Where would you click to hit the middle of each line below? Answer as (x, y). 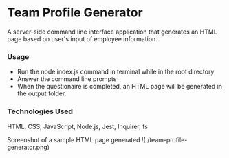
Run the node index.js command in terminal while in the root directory (116, 72)
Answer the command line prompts (67, 79)
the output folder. (42, 93)
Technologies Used (40, 111)
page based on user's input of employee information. (83, 38)
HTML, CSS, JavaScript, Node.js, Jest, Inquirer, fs (77, 126)
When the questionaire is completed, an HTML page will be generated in (119, 87)
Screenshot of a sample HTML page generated (74, 139)
